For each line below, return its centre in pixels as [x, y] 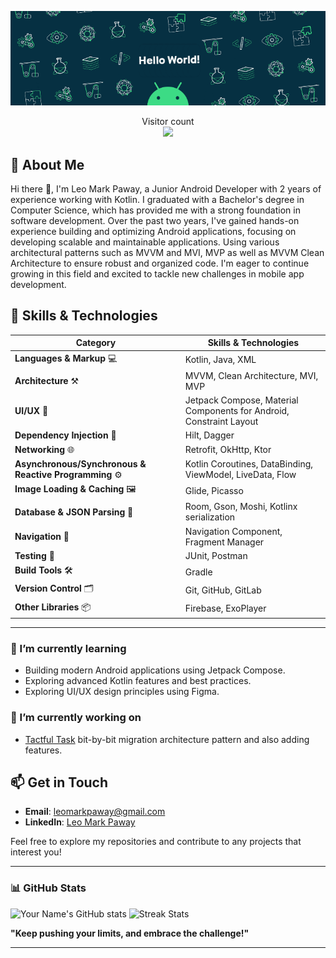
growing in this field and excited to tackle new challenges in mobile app [157, 274]
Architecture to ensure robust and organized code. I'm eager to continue [160, 263]
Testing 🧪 [34, 555]
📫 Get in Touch [59, 782]
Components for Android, [237, 411]
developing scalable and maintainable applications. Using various [145, 242]
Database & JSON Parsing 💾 [74, 512]
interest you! [36, 852]
